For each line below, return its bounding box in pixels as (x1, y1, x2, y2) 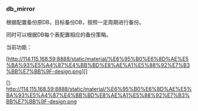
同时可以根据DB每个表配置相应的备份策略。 (6, 31, 112, 38)
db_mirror (6, 5, 35, 13)
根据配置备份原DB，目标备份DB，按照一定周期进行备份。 (6, 19, 144, 26)
